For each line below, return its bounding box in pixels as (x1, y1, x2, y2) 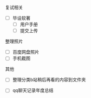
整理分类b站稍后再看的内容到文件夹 (12, 77, 86, 83)
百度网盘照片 (12, 49, 39, 55)
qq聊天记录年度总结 (12, 87, 54, 93)
